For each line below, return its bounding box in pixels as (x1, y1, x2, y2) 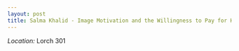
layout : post (7, 10, 46, 18)
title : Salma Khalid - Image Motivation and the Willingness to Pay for (7, 17, 228, 24)
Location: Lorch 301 (7, 36, 66, 45)
